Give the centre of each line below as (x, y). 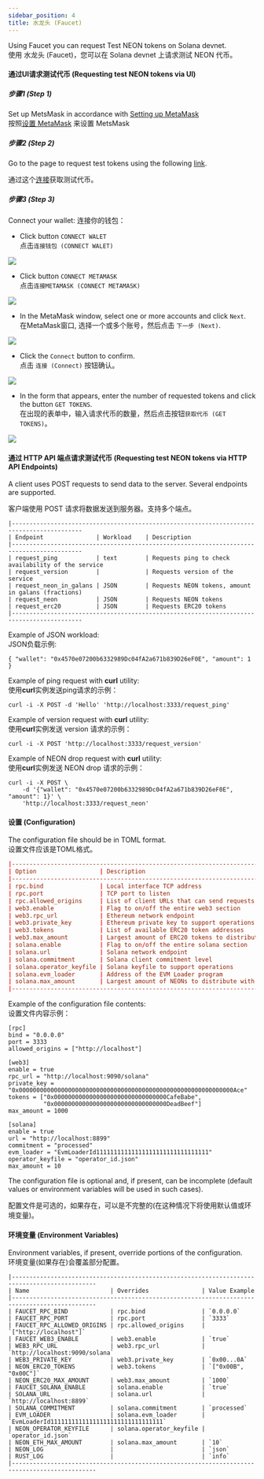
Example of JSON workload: (54, 635)
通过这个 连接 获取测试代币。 (53, 180)
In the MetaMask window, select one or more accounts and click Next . (132, 316)
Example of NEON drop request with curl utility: (85, 758)
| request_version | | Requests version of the (121, 572)
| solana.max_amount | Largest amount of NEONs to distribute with (132, 982)
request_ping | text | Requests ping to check (123, 558)
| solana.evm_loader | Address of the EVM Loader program (115, 974)
